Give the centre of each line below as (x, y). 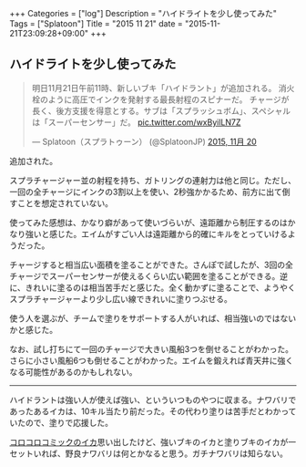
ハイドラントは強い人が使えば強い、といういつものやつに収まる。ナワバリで (153, 400)
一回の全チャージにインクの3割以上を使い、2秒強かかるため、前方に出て (146, 192)
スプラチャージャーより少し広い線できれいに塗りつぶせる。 (121, 298)
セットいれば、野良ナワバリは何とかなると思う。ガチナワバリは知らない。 (149, 453)
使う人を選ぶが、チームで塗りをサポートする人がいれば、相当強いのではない (153, 318)
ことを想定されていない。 (65, 202)
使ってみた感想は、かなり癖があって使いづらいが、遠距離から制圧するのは (149, 223)
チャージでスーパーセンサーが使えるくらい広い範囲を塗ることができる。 (145, 275)
